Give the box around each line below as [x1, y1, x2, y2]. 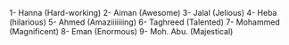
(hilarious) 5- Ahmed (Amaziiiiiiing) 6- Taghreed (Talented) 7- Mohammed [9, 17, 281, 27]
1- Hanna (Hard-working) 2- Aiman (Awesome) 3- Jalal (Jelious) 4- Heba [9, 8, 277, 18]
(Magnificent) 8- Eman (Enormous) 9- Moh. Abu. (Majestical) [9, 26, 234, 36]
